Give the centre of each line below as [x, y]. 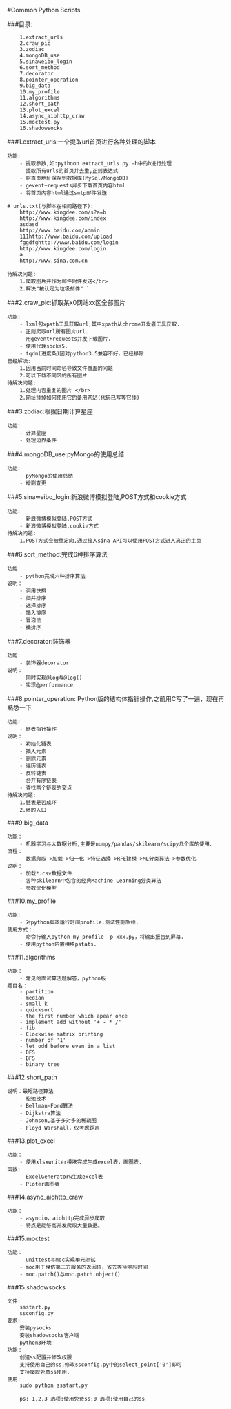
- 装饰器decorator [44, 663]
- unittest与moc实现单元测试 [58, 1260]
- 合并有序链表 [38, 781]
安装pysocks [36, 1328]
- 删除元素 [33, 758]
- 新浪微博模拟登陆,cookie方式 [59, 526]
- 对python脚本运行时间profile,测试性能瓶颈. [79, 922]
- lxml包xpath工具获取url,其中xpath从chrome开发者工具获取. [100, 324]
